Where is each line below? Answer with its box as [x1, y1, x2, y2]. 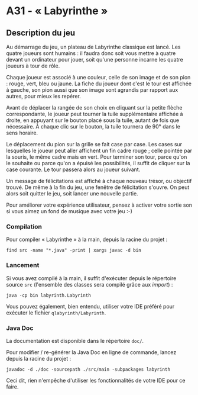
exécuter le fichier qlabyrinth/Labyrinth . [6, 309, 106, 316]
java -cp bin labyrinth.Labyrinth [6, 292, 92, 298]
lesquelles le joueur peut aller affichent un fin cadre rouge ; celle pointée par [6, 147, 193, 154]
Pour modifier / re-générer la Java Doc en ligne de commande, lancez [6, 348, 177, 356]
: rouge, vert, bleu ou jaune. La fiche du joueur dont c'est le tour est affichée [6, 80, 192, 87]
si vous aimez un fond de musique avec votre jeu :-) [6, 208, 133, 214]
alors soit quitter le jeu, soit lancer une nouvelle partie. [6, 190, 138, 197]
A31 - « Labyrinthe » [6, 4, 108, 18]
